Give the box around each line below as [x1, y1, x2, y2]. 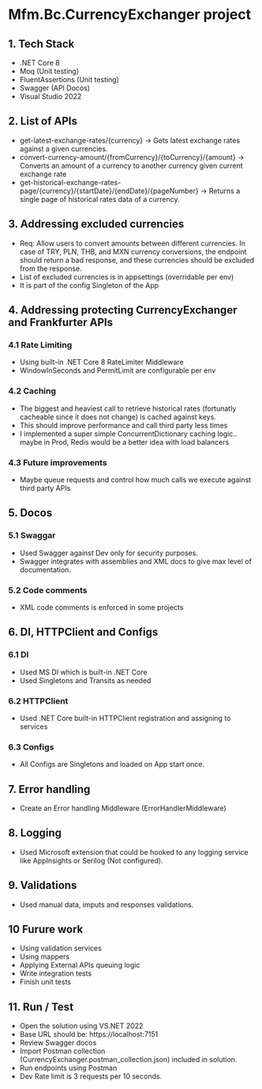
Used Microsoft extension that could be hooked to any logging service [19, 847, 249, 856]
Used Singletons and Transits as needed [19, 675, 152, 685]
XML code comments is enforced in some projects [19, 602, 184, 612]
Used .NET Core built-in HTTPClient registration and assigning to [19, 713, 231, 723]
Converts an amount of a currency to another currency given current [19, 161, 243, 170]
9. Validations [8, 878, 77, 892]
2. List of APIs [8, 115, 77, 128]
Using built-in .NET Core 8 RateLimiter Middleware [19, 358, 184, 367]
